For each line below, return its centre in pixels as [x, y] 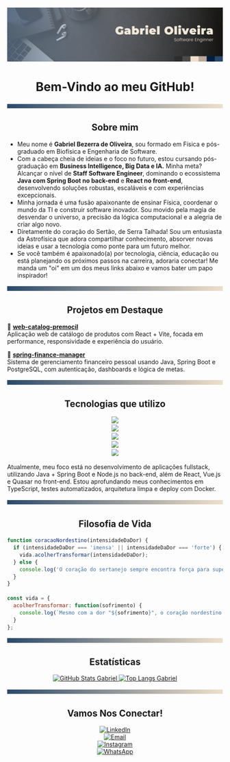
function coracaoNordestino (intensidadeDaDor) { [78, 540]
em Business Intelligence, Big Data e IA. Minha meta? [126, 166]
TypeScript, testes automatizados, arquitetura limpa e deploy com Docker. [112, 489]
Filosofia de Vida [115, 524]
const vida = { [29, 598]
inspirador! [32, 275]
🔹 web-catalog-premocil [43, 326]
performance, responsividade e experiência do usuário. [86, 341]
